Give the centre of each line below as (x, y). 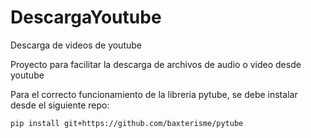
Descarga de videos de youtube (76, 45)
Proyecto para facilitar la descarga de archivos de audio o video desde (156, 64)
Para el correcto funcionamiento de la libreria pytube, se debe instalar (154, 94)
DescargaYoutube (86, 17)
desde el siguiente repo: (60, 105)
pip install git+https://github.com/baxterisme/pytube (127, 123)
